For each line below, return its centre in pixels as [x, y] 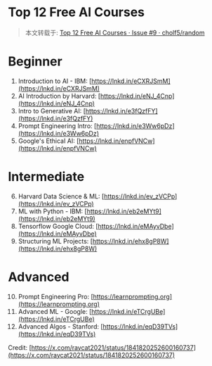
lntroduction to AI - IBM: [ [55, 81]
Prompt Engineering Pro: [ [55, 296]
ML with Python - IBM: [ [52, 211]
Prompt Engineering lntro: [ [57, 126]
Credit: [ [20, 347]
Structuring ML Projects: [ [55, 241]
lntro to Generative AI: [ [52, 111]
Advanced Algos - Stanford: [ [61, 326]
